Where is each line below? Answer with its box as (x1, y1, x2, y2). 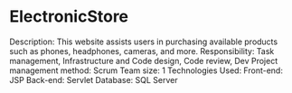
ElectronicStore (9, 6, 129, 27)
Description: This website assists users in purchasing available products (9, 36, 278, 47)
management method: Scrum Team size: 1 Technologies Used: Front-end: (9, 65, 283, 76)
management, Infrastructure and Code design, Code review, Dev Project (9, 55, 278, 66)
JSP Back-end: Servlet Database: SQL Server (9, 74, 178, 85)
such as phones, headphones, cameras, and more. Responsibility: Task (9, 45, 275, 56)
